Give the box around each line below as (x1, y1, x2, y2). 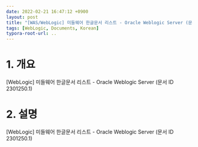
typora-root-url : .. (6, 31, 57, 37)
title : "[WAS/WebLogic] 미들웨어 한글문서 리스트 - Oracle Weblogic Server (6, 19, 183, 25)
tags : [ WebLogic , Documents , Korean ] (6, 25, 99, 31)
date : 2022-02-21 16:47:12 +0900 (6, 8, 89, 15)
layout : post (6, 14, 38, 20)
